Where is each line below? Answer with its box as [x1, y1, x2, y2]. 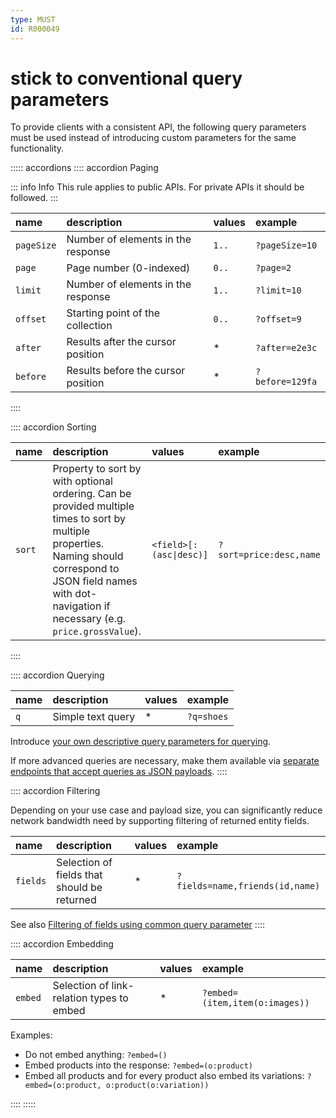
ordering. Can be [52, 487, 132, 501]
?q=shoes [186, 711, 229, 723]
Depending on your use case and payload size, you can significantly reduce [10, 804, 323, 816]
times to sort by [52, 512, 126, 526]
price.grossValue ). [52, 624, 142, 638]
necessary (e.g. [52, 612, 127, 626]
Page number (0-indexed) [66, 261, 191, 275]
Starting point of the [66, 306, 161, 320]
